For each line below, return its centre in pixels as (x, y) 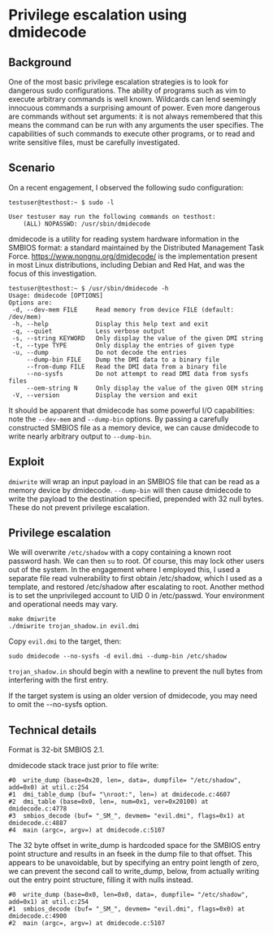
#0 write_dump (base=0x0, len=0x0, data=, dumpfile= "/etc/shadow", (129, 895)
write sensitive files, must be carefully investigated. (94, 142)
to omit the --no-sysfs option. (58, 705)
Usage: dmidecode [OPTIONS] (56, 295)
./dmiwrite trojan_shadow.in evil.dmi (74, 627)
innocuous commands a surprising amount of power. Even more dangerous (134, 108)
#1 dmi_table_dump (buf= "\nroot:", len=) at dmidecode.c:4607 (119, 795)
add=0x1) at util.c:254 (49, 902)
